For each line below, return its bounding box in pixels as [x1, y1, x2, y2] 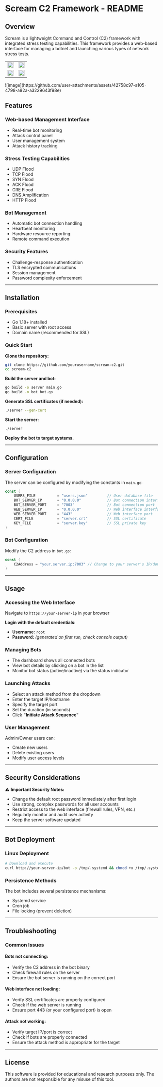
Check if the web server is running [12, 1002, 81, 1008]
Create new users [12, 745, 48, 750]
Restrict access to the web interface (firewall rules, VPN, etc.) [12, 806, 136, 812]
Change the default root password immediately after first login [12, 796, 137, 802]
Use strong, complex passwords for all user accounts [12, 801, 119, 807]
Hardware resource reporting [12, 231, 71, 237]
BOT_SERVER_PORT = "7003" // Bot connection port [14, 503, 155, 507]
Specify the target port [12, 701, 58, 707]
